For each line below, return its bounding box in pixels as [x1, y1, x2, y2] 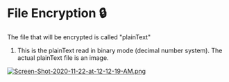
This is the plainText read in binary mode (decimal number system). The [17, 46, 223, 54]
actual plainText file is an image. [17, 53, 109, 62]
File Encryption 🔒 [7, 6, 107, 21]
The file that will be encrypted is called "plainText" [7, 32, 151, 41]
